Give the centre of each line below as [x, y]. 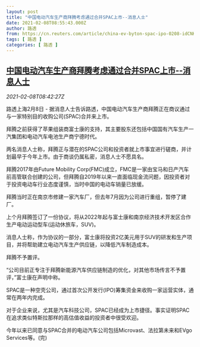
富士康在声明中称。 [40, 277]
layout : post [22, 12]
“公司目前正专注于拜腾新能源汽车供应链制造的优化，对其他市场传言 [88, 269]
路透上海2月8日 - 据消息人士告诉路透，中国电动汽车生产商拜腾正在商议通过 [98, 109]
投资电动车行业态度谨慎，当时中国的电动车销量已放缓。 [79, 184]
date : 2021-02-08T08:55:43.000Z [46, 23]
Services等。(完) [27, 337]
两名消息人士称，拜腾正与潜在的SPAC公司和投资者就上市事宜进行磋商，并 [96, 149]
